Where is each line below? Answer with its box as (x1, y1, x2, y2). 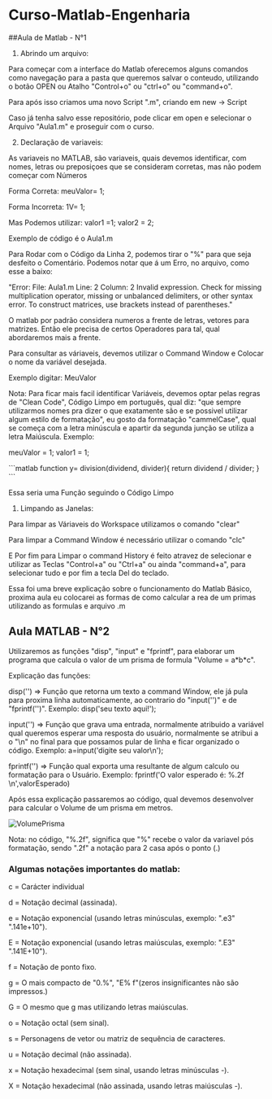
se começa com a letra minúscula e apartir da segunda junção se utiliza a (8, 423, 254, 433)
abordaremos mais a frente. (8, 332, 101, 342)
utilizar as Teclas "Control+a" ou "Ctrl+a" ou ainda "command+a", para (8, 559, 246, 569)
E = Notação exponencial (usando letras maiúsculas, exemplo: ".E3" (8, 938, 235, 948)
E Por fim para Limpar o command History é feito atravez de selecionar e (8, 551, 252, 560)
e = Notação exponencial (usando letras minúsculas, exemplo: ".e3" (8, 914, 235, 923)
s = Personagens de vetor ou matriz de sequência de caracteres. (8, 1034, 226, 1044)
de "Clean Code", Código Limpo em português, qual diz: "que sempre (8, 397, 242, 407)
